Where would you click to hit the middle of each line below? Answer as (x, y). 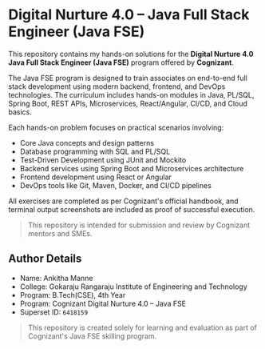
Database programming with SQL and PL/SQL (95, 151)
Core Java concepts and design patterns (87, 142)
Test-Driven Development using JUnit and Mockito (103, 160)
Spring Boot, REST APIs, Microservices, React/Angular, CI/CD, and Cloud (128, 103)
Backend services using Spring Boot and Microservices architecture (132, 168)
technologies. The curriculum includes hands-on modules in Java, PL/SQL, (131, 94)
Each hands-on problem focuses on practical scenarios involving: (116, 127)
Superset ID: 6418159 (54, 312)
